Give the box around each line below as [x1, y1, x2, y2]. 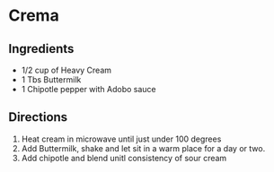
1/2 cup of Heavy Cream [21, 64, 112, 75]
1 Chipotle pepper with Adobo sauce [21, 84, 156, 94]
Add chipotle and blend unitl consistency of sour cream [21, 152, 227, 163]
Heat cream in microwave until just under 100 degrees [21, 133, 222, 144]
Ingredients [8, 41, 75, 56]
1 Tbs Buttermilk [21, 74, 82, 85]
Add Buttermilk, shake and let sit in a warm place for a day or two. [21, 142, 266, 153]
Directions [8, 109, 68, 125]
